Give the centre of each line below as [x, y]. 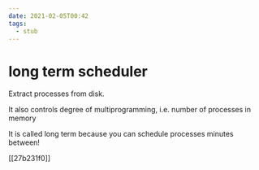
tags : [17, 24]
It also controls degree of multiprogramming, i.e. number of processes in [130, 110]
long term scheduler [78, 71]
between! [24, 142]
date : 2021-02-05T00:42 [49, 16]
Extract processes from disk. [56, 94]
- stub [27, 31]
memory [22, 118]
